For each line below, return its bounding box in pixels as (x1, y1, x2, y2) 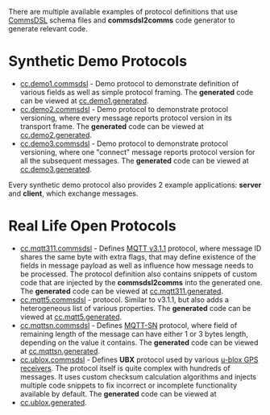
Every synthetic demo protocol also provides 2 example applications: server (8, 180, 262, 189)
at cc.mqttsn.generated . (19, 346, 101, 355)
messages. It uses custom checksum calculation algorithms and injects (19, 371, 256, 381)
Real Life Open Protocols (8, 217, 177, 235)
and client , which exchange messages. (8, 189, 139, 198)
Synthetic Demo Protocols (8, 52, 188, 71)
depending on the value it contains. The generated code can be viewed (19, 338, 259, 347)
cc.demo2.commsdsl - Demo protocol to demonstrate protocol (19, 104, 228, 114)
